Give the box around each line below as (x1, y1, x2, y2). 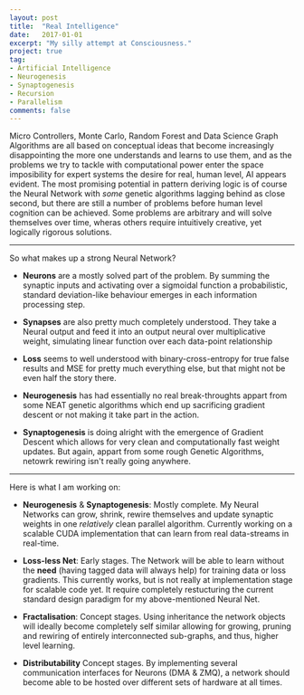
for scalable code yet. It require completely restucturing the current (22, 585, 274, 595)
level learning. (22, 640, 75, 652)
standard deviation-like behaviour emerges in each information (22, 290, 258, 300)
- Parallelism (9, 97, 63, 107)
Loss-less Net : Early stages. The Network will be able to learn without (22, 556, 285, 566)
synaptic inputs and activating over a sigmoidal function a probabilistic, (22, 280, 288, 290)
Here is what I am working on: (9, 481, 120, 493)
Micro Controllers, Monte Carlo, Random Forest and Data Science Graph (9, 130, 279, 141)
